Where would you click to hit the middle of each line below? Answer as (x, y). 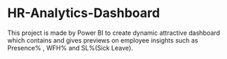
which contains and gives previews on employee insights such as (103, 40)
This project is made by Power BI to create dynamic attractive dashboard (114, 33)
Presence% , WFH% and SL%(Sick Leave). (70, 48)
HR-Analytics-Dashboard (84, 13)
